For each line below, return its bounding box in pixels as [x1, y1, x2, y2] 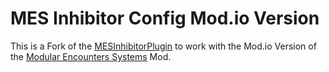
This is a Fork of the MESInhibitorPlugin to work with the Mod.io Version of [10, 40, 317, 52]
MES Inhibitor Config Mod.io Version [10, 7, 320, 30]
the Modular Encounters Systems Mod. [10, 50, 172, 62]
